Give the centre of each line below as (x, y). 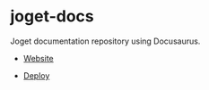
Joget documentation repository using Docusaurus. (105, 41)
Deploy (36, 75)
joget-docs (52, 16)
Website (39, 58)
